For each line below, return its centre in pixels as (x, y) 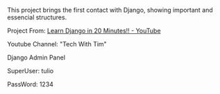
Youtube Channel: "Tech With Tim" (57, 44)
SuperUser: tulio (31, 71)
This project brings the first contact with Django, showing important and (110, 10)
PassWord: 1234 (31, 84)
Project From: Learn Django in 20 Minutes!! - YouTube (84, 31)
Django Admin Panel (36, 57)
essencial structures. (37, 17)
